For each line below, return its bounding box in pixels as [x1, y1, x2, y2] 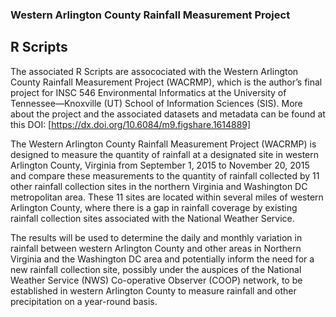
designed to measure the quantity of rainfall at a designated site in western [10, 148, 320, 160]
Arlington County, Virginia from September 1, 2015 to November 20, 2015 [10, 159, 310, 171]
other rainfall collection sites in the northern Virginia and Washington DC [10, 180, 308, 192]
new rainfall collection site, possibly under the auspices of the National [10, 263, 302, 275]
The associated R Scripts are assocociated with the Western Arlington [10, 65, 299, 77]
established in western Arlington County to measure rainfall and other [10, 284, 297, 297]
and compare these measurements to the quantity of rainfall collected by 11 [10, 169, 320, 182]
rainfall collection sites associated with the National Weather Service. [10, 212, 295, 224]
